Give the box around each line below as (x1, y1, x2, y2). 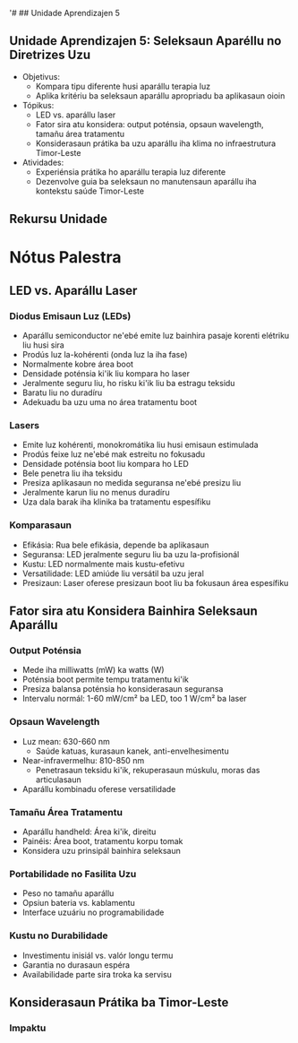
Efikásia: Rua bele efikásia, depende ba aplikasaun (21, 539, 209, 550)
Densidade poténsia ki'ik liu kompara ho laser (21, 368, 191, 379)
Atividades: (21, 157, 64, 168)
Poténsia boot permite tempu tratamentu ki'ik (21, 674, 190, 685)
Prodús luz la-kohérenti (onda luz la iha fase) (21, 349, 188, 360)
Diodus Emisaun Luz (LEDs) (9, 309, 132, 322)
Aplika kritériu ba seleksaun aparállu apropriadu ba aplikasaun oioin (35, 90, 285, 101)
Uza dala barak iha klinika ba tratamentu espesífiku (21, 496, 211, 507)
